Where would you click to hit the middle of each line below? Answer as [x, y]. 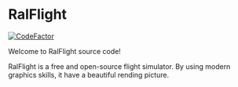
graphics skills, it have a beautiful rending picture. [89, 74]
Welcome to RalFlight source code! [65, 51]
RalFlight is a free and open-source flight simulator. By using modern [119, 66]
